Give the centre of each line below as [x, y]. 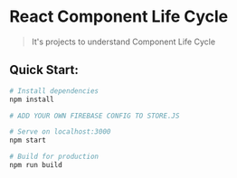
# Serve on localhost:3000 [60, 132]
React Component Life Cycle [119, 17]
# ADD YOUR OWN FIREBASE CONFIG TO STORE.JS [95, 116]
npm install [32, 99]
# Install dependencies [54, 91]
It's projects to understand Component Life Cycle [123, 42]
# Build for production [54, 157]
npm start [28, 141]
